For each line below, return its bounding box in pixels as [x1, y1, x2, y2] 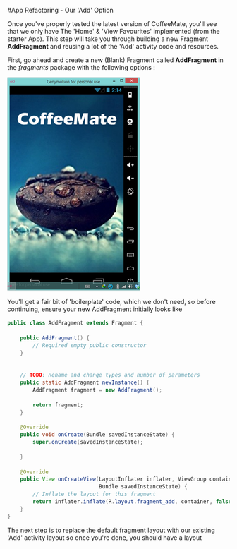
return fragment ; [32, 402, 83, 409]
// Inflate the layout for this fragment [32, 490, 157, 498]
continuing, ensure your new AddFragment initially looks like [7, 305, 183, 313]
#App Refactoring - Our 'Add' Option [7, 6, 114, 14]
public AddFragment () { [20, 334, 90, 342]
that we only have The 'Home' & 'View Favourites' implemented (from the [7, 28, 220, 35]
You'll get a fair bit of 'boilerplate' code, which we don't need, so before [7, 298, 217, 306]
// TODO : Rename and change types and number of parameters [20, 372, 200, 379]
